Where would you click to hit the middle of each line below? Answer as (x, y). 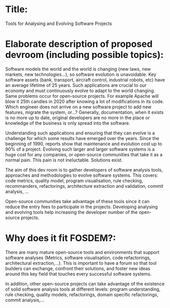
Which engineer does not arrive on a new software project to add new (78, 107)
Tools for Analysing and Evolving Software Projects (59, 23)
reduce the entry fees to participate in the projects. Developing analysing (82, 207)
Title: (16, 9)
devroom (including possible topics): (84, 55)
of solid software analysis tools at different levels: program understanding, (83, 289)
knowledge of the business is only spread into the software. (68, 123)
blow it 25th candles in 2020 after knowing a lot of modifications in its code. (84, 101)
